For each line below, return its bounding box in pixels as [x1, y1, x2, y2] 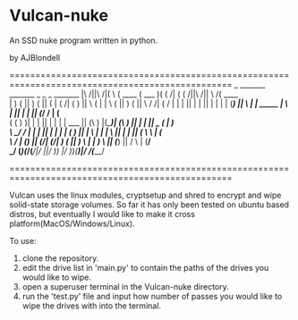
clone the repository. [21, 252, 99, 264]
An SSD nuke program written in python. [9, 35, 158, 46]
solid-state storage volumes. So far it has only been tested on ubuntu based [9, 198, 289, 210]
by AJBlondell [9, 52, 61, 63]
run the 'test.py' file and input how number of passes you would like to [21, 291, 283, 301]
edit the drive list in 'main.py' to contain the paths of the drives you [21, 262, 269, 273]
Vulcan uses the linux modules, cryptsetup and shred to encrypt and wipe [9, 189, 282, 200]
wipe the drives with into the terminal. [21, 300, 162, 311]
